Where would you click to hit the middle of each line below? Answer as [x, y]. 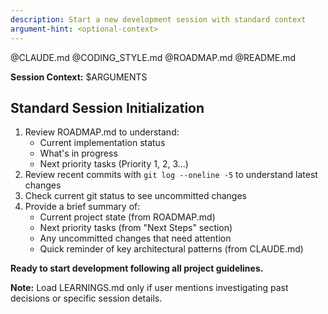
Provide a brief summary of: [82, 207]
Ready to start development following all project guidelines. [137, 268]
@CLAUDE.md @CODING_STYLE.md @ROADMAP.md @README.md [153, 57]
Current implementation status [102, 143]
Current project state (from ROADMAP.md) [127, 217]
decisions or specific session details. [86, 298]
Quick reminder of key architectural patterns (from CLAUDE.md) [171, 249]
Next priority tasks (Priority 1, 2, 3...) [114, 164]
